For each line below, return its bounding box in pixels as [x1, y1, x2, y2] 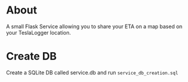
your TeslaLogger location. [6, 29, 71, 36]
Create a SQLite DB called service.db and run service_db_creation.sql [6, 69, 179, 76]
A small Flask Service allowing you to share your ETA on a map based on [6, 23, 183, 30]
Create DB [6, 50, 57, 63]
